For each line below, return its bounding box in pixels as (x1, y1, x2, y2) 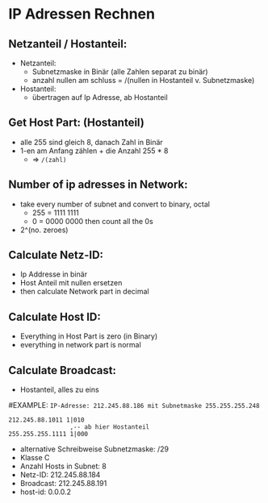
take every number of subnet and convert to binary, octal (19, 199, 210, 209)
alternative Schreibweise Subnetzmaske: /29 (19, 444, 170, 454)
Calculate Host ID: (8, 310, 101, 323)
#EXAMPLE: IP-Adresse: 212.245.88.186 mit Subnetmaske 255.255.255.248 (8, 401, 260, 410)
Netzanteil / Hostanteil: (8, 37, 128, 51)
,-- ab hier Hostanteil (69, 423, 150, 431)
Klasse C (19, 453, 50, 463)
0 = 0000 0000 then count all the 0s (31, 216, 153, 226)
